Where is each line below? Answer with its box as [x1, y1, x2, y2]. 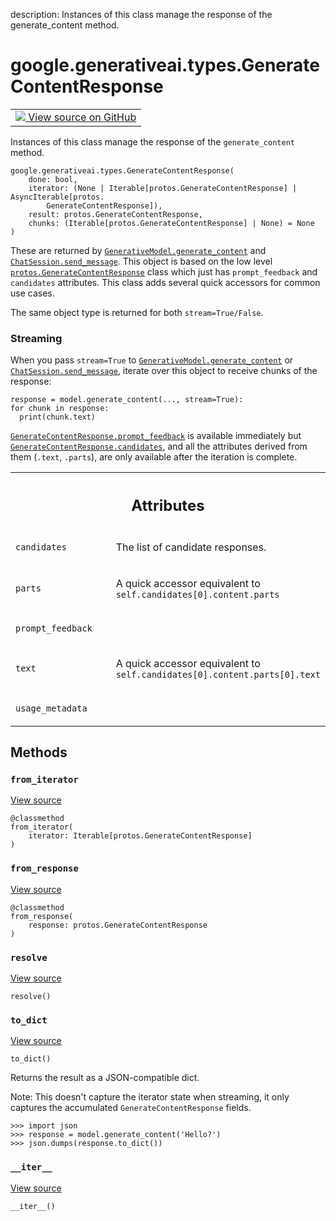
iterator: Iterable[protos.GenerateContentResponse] [28, 831, 253, 841]
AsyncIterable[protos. [10, 192, 105, 202]
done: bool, [28, 174, 78, 184]
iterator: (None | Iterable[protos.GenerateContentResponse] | [28, 183, 298, 193]
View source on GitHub [28, 110, 137, 124]
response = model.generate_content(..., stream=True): [10, 395, 244, 405]
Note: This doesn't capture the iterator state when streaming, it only [10, 1091, 290, 1103]
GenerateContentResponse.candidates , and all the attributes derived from [10, 440, 308, 453]
